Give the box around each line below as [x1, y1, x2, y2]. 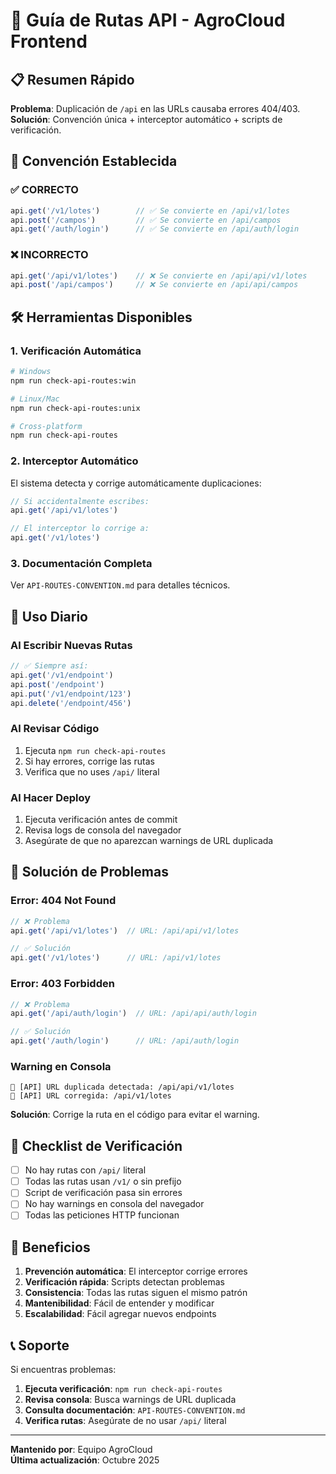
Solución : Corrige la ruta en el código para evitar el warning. [10, 1109, 260, 1121]
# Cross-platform [10, 421, 83, 431]
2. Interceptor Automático [10, 454, 139, 468]
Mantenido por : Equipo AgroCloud [10, 1444, 153, 1456]
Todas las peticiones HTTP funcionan [24, 1209, 180, 1221]
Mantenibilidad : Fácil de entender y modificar [24, 1297, 215, 1309]
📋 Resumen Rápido [10, 71, 135, 88]
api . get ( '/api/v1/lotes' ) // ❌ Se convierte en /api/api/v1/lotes [10, 270, 308, 281]
